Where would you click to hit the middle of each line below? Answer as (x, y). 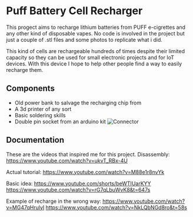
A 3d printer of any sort (43, 109)
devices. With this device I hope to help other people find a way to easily (94, 64)
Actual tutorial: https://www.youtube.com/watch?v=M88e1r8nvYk (85, 172)
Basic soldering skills (40, 115)
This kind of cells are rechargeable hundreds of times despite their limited (96, 51)
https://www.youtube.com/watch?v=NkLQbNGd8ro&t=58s (116, 207)
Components (30, 89)
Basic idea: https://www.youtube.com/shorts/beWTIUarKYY (79, 183)
